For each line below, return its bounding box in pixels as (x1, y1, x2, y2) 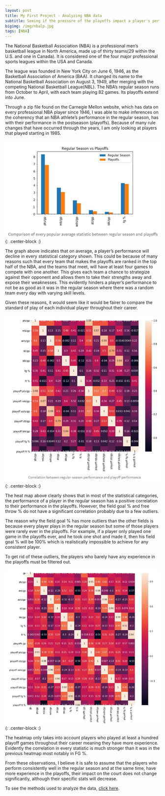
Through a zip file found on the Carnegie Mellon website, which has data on (5, 104, 159, 110)
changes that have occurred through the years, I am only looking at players (5, 125, 157, 131)
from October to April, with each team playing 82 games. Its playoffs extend (5, 89, 159, 95)
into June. (5, 94, 26, 101)
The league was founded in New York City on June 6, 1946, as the (5, 68, 139, 74)
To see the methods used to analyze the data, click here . (5, 785, 120, 791)
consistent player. (5, 544, 41, 550)
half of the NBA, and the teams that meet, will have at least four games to (5, 264, 153, 270)
